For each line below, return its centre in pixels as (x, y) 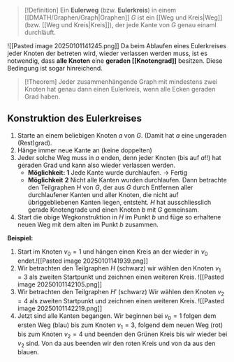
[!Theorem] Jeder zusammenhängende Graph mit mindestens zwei (121, 82)
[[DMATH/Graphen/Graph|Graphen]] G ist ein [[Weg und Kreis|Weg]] (123, 17)
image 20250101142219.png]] (60, 309)
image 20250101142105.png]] (60, 284)
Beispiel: (20, 238)
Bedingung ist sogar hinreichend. (55, 68)
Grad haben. (42, 96)
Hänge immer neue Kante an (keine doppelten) (85, 150)
